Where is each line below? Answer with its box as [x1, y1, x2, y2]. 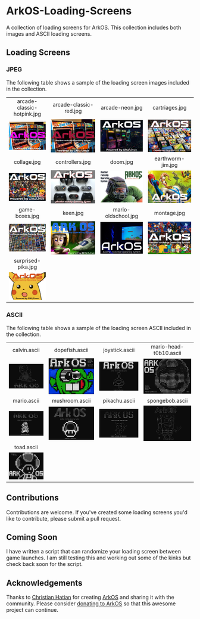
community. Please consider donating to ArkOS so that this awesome [6, 600, 176, 607]
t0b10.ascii [154, 350, 182, 357]
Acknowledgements [6, 578, 83, 588]
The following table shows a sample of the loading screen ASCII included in [6, 324, 192, 331]
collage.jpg [14, 158, 41, 165]
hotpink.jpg [13, 110, 42, 117]
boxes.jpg [15, 213, 40, 220]
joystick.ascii [103, 346, 135, 353]
